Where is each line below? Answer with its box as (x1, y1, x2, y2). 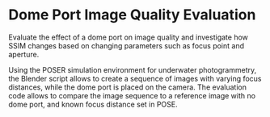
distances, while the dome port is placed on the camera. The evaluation (8, 82, 247, 92)
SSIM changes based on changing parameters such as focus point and (8, 40, 245, 50)
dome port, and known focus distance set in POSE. (8, 99, 178, 109)
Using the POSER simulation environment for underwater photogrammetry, (8, 65, 257, 74)
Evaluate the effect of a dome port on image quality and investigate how (8, 32, 249, 42)
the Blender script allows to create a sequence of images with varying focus (8, 73, 262, 83)
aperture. (8, 49, 40, 59)
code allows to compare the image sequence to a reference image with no (8, 90, 256, 100)
